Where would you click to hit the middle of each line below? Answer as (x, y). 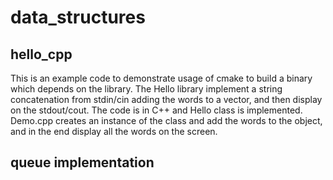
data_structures (78, 17)
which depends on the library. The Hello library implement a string (146, 89)
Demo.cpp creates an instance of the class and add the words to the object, (166, 120)
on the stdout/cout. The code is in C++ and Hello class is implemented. (156, 110)
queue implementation (82, 162)
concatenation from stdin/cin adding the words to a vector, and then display (166, 99)
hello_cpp (41, 54)
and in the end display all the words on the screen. (114, 131)
